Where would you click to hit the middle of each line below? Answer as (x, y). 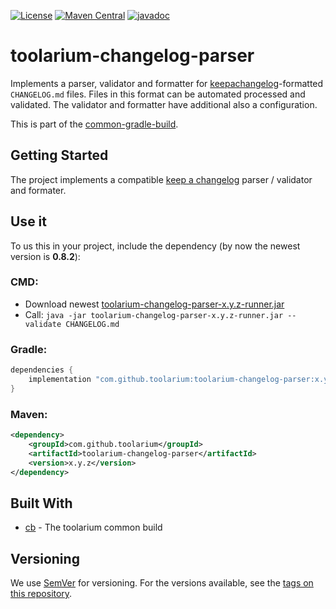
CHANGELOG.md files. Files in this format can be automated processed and (158, 94)
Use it (28, 221)
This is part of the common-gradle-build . (94, 124)
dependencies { (42, 370)
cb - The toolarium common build (93, 527)
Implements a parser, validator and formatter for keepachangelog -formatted (167, 83)
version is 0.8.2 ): (45, 256)
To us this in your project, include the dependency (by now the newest (155, 246)
